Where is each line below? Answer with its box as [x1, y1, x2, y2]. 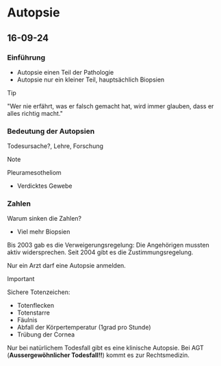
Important [7, 275, 35, 283]
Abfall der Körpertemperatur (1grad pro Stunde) [16, 324, 152, 332]
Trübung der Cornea [16, 330, 75, 339]
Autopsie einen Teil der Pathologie [16, 68, 114, 76]
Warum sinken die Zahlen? [7, 215, 82, 223]
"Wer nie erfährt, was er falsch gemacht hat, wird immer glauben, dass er [7, 101, 214, 110]
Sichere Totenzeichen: [7, 288, 70, 296]
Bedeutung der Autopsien [7, 126, 95, 136]
